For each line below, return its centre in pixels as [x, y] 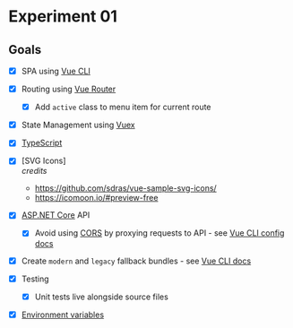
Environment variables [63, 315]
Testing [35, 279]
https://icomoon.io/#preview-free [96, 198]
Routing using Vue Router [69, 89]
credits [34, 171]
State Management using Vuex [78, 125]
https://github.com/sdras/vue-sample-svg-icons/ [125, 188]
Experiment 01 [63, 17]
